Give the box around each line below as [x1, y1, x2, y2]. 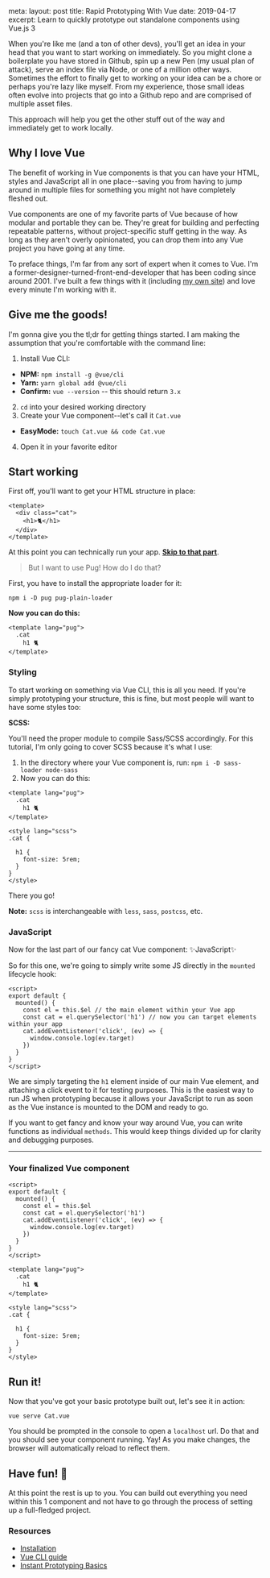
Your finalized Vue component [8, 1162, 130, 1173]
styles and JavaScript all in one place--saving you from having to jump [8, 176, 243, 186]
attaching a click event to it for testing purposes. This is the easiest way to [8, 1086, 255, 1095]
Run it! [8, 1375, 42, 1389]
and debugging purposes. [8, 1135, 94, 1145]
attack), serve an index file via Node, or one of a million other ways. [8, 64, 232, 74]
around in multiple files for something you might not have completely [8, 185, 235, 194]
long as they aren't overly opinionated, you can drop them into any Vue [8, 235, 243, 244]
